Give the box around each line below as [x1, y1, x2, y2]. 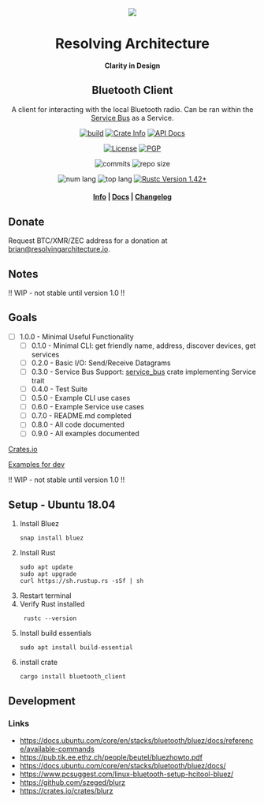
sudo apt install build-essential [19, 644, 133, 652]
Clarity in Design [104, 61, 161, 70]
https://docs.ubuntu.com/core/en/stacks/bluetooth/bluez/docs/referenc [19, 735, 254, 745]
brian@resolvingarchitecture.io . [8, 245, 110, 254]
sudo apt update [19, 563, 73, 571]
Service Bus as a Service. [91, 113, 174, 122]
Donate [8, 215, 45, 228]
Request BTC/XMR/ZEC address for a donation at [8, 236, 168, 245]
